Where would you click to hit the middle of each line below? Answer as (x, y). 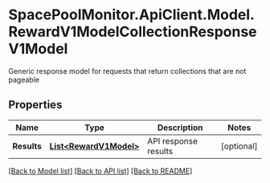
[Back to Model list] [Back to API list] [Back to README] (100, 171)
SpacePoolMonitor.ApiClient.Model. (132, 15)
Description (180, 128)
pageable (24, 79)
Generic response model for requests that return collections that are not (127, 71)
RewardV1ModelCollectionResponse (133, 32)
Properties (35, 105)
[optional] (239, 146)
